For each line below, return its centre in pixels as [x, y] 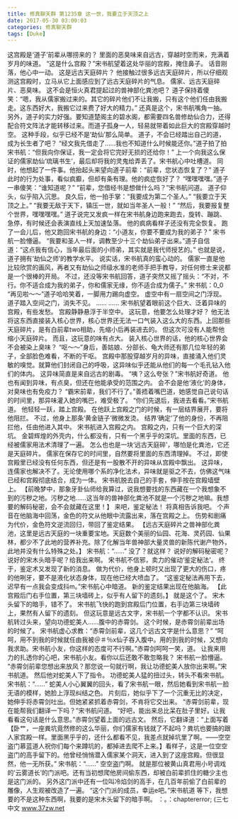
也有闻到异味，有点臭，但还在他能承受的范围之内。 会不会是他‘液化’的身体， [119, 383]
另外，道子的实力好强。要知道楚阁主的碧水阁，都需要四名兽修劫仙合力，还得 [119, 117]
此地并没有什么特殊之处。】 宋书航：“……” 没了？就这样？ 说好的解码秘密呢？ [119, 551]
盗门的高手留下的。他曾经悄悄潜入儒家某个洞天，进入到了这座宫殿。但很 [113, 755]
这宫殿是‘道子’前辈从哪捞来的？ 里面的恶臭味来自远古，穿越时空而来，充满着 [119, 55]
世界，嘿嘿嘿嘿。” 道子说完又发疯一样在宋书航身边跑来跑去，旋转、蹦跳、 [120, 214]
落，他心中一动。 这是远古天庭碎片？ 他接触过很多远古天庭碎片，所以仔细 [114, 72]
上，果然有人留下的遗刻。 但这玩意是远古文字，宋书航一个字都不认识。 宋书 [118, 613]
